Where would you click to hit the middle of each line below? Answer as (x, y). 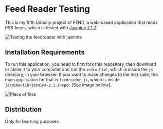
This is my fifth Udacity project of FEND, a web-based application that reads (81, 22)
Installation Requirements (45, 52)
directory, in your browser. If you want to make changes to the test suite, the (81, 74)
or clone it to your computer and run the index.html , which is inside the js (79, 69)
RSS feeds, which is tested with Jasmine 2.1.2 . (51, 27)
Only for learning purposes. (33, 121)
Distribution (24, 110)
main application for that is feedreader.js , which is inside (63, 79)
